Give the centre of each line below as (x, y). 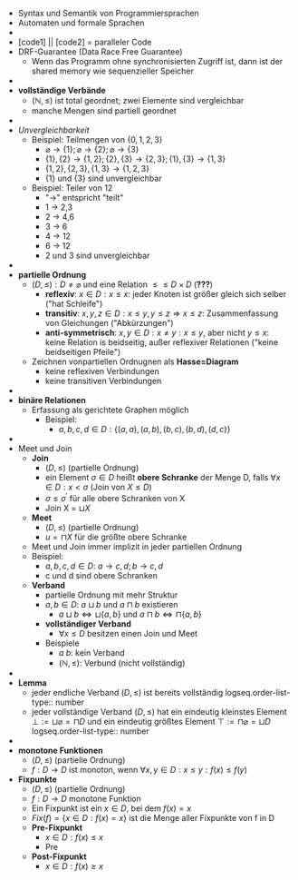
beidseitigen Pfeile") (83, 352)
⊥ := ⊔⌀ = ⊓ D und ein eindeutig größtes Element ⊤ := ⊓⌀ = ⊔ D (151, 721)
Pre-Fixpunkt (57, 827)
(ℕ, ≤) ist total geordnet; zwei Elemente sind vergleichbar (138, 100)
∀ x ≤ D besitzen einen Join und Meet (128, 633)
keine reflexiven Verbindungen (102, 371)
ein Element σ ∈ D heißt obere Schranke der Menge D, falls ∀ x (163, 477)
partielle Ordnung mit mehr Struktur (111, 595)
